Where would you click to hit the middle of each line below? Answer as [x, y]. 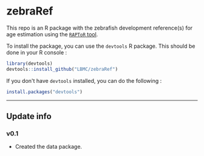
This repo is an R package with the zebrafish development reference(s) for [100, 28]
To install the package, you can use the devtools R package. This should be [101, 46]
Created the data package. [49, 147]
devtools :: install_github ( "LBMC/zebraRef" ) [62, 69]
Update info [29, 116]
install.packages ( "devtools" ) [45, 92]
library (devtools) [29, 63]
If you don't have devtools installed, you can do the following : [84, 80]
